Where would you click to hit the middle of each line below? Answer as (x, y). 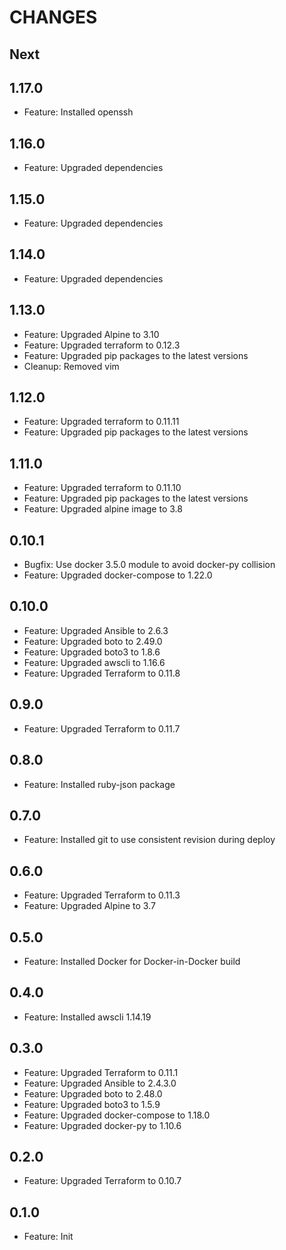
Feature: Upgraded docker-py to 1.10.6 (102, 1125)
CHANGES (53, 17)
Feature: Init (48, 1237)
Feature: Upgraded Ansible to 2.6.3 (96, 630)
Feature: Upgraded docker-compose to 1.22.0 (118, 575)
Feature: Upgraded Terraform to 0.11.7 (102, 728)
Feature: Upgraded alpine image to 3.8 (103, 509)
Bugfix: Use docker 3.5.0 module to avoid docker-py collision (149, 565)
